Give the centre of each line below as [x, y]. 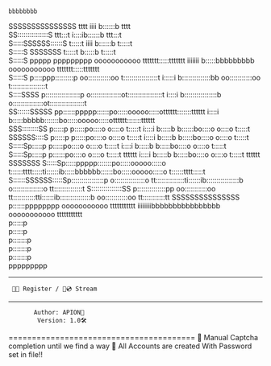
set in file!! [25, 354]
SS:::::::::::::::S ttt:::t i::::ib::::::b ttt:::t [65, 35]
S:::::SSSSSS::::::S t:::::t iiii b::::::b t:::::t [71, 43]
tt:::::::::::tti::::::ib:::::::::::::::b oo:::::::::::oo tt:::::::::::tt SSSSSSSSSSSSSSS [124, 197]
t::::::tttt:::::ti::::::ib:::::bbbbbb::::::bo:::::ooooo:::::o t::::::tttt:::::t [107, 171]
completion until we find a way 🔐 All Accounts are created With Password [130, 346]
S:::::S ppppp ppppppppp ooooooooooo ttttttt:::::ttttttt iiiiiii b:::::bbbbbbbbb [132, 60]
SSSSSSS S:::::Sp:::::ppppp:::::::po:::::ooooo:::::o [88, 163]
